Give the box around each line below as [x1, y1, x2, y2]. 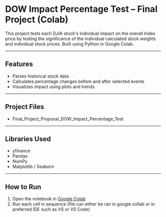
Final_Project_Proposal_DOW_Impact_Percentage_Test [12, 115, 124, 122]
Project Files [5, 103, 44, 111]
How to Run [5, 182, 41, 191]
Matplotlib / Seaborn [12, 163, 54, 169]
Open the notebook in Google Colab [12, 196, 86, 202]
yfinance [12, 148, 31, 154]
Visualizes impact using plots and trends [12, 83, 95, 90]
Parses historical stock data [12, 73, 69, 79]
